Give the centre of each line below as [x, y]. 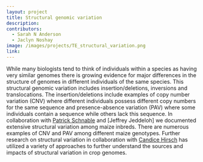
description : [23, 23]
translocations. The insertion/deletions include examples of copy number [98, 94]
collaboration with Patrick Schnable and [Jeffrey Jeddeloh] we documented [101, 120]
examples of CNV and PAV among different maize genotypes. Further [93, 133]
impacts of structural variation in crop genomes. [67, 152]
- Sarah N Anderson [37, 35]
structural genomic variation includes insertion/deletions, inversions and [97, 88]
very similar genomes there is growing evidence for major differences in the [101, 75]
